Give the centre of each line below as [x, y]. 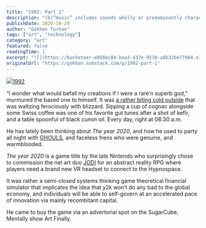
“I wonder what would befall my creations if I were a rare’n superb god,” [97, 93]
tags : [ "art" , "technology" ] [44, 35]
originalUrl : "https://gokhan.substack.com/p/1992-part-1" [83, 63]
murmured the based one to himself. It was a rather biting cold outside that [101, 100]
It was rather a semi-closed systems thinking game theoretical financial [97, 180]
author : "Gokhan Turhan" [38, 29]
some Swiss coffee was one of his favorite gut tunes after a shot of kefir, [98, 112]
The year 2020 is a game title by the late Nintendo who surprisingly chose [100, 156]
